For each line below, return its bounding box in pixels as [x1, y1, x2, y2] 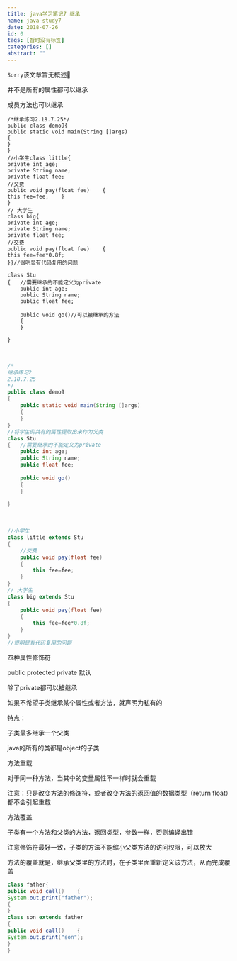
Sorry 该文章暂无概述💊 [7, 70, 71, 79]
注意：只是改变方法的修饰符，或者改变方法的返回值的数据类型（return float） [7, 789, 229, 797]
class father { [7, 881, 50, 888]
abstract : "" [7, 50, 46, 57]
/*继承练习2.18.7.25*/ [7, 116, 70, 123]
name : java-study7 [7, 17, 62, 24]
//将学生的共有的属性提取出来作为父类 [7, 428, 104, 435]
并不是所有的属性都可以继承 [7, 85, 88, 94]
